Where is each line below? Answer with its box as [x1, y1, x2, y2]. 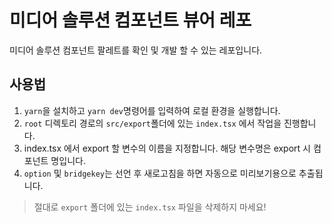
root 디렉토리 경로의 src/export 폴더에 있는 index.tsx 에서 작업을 [23, 117, 282, 129]
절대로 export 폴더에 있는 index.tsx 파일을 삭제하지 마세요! [33, 201, 267, 213]
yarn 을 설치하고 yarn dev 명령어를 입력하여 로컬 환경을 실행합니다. [23, 104, 281, 116]
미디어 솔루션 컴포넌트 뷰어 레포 [9, 9, 252, 32]
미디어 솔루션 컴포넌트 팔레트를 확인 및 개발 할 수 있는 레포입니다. [9, 44, 263, 56]
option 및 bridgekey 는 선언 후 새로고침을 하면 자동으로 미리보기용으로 [23, 167, 297, 179]
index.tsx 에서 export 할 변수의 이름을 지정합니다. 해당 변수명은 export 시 [23, 142, 311, 154]
